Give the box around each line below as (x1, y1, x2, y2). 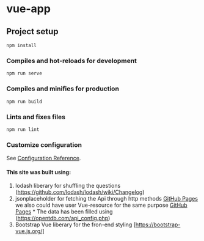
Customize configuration (6, 140, 82, 149)
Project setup (6, 26, 59, 37)
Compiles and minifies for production (6, 84, 119, 93)
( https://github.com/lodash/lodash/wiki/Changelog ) (15, 188, 145, 196)
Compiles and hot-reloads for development (6, 56, 137, 65)
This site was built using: (6, 168, 71, 176)
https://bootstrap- (135, 221, 181, 228)
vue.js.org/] (15, 228, 45, 235)
